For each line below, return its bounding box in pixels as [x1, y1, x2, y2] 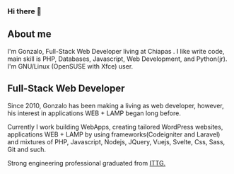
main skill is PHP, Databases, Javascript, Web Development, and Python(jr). [7, 54, 228, 63]
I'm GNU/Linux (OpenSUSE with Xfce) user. [7, 62, 134, 70]
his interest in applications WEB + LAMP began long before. [7, 109, 182, 117]
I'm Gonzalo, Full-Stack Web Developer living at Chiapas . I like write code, [7, 47, 225, 55]
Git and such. [7, 145, 46, 153]
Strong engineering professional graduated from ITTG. [7, 158, 166, 167]
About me [7, 28, 52, 40]
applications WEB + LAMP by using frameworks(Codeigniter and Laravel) [7, 130, 221, 139]
